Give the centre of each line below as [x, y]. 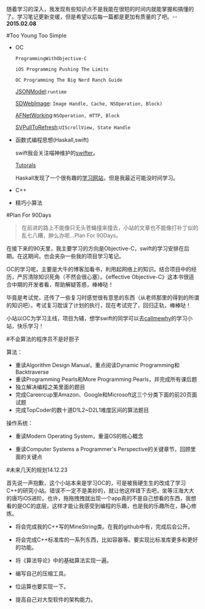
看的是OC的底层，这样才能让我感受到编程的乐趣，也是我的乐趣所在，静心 [99, 506]
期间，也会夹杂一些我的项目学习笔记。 [76, 256]
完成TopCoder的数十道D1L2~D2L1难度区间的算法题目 [82, 410]
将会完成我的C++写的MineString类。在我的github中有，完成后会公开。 [104, 526]
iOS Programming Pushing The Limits [62, 69]
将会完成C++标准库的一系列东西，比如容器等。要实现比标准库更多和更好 [106, 540]
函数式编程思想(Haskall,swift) [52, 140]
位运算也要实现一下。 [42, 586]
